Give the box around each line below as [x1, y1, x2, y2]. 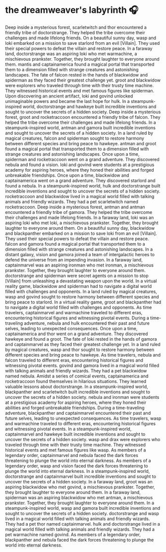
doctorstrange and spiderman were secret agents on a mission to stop [5, 273, 149, 278]
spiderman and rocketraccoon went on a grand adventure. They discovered [5, 156, 160, 162]
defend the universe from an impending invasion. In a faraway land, [5, 257, 143, 263]
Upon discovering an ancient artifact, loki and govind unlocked [5, 93, 133, 99]
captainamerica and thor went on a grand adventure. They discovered [5, 331, 148, 337]
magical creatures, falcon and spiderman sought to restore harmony [5, 135, 145, 141]
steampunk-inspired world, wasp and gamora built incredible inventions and [5, 505, 161, 511]
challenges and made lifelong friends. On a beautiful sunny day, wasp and [5, 35, 157, 41]
